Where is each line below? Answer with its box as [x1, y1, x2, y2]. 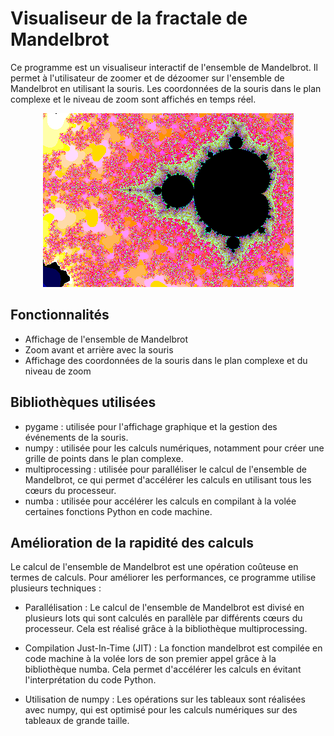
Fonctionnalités [10, 307, 110, 324]
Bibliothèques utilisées [10, 394, 157, 411]
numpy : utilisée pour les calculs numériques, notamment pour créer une [24, 442, 325, 454]
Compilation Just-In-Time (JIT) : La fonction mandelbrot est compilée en [24, 642, 323, 654]
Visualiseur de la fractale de [10, 7, 248, 30]
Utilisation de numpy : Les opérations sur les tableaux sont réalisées [24, 693, 306, 706]
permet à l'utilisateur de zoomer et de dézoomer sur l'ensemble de [10, 72, 285, 84]
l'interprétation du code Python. [24, 674, 157, 686]
